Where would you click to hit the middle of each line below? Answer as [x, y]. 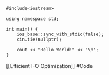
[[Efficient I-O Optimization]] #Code [49, 66]
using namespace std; [33, 19]
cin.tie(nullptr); [39, 40]
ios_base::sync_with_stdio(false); [60, 34]
